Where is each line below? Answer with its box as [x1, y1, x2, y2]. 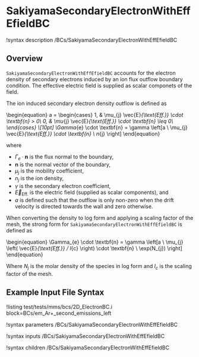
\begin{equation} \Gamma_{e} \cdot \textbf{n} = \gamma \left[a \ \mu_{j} [6, 238, 184, 246]
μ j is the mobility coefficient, [14, 167, 84, 176]
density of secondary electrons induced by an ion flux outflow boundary [6, 75, 183, 82]
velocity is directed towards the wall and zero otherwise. [14, 203, 153, 210]
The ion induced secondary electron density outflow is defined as [6, 100, 168, 107]
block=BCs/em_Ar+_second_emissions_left [6, 310, 112, 317]
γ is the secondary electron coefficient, [14, 183, 111, 190]
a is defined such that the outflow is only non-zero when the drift [14, 196, 174, 203]
